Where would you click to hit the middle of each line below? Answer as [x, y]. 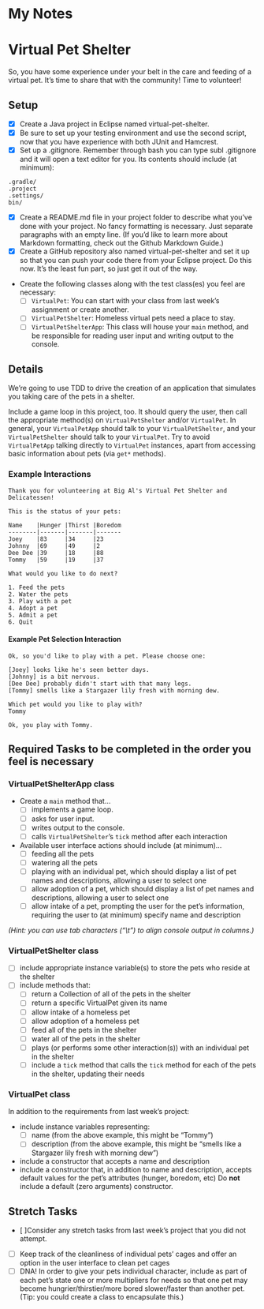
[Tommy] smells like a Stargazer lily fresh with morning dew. [114, 690]
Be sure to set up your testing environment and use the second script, [133, 133]
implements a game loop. [73, 809]
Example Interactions [50, 474]
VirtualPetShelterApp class [61, 784]
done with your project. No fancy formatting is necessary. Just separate [136, 227]
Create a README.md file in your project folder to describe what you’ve [136, 217]
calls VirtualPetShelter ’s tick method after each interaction [129, 836]
